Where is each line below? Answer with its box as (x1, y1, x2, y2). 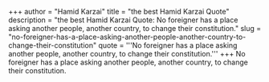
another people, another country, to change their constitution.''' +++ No (8, 49, 247, 58)
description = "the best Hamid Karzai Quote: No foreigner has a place (8, 15, 238, 25)
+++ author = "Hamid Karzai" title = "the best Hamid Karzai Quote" (8, 7, 230, 16)
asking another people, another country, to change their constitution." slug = (8, 24, 262, 33)
